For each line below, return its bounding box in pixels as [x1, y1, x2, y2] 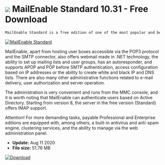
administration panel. [5, 130, 48, 136]
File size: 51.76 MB [12, 145, 51, 151]
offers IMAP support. [5, 105, 48, 111]
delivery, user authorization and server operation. [5, 80, 105, 85]
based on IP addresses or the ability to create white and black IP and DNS [5, 69, 155, 75]
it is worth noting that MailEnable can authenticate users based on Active [5, 94, 153, 100]
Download [5, 14, 48, 25]
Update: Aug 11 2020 [12, 139, 55, 145]
